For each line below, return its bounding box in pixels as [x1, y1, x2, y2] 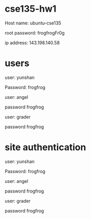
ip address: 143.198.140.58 [5, 39, 60, 46]
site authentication [5, 142, 86, 153]
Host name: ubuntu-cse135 [5, 20, 62, 26]
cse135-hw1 [5, 3, 56, 15]
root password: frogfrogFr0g [5, 30, 65, 36]
